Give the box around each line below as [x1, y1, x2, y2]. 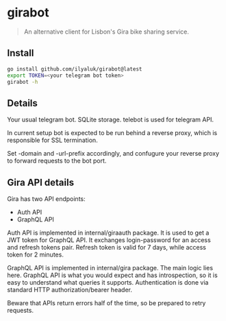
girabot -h [7, 78, 38, 85]
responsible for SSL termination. [7, 136, 98, 145]
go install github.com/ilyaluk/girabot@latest [7, 65, 142, 73]
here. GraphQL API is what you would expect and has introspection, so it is [7, 271, 218, 279]
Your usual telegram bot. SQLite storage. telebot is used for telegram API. [7, 115, 214, 124]
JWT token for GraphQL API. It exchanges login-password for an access [7, 236, 211, 244]
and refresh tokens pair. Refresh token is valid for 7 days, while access [7, 243, 207, 251]
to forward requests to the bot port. [7, 156, 107, 165]
